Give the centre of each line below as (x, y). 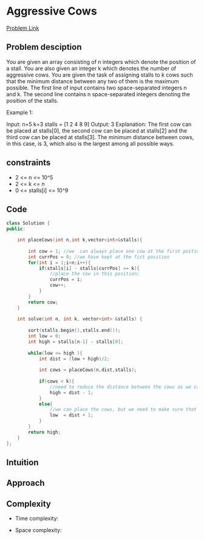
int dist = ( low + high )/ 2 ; (74, 359)
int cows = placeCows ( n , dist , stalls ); (88, 370)
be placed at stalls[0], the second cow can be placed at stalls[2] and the (97, 130)
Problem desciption (44, 47)
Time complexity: (37, 519)
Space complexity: (38, 530)
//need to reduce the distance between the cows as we (120, 387)
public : (16, 229)
